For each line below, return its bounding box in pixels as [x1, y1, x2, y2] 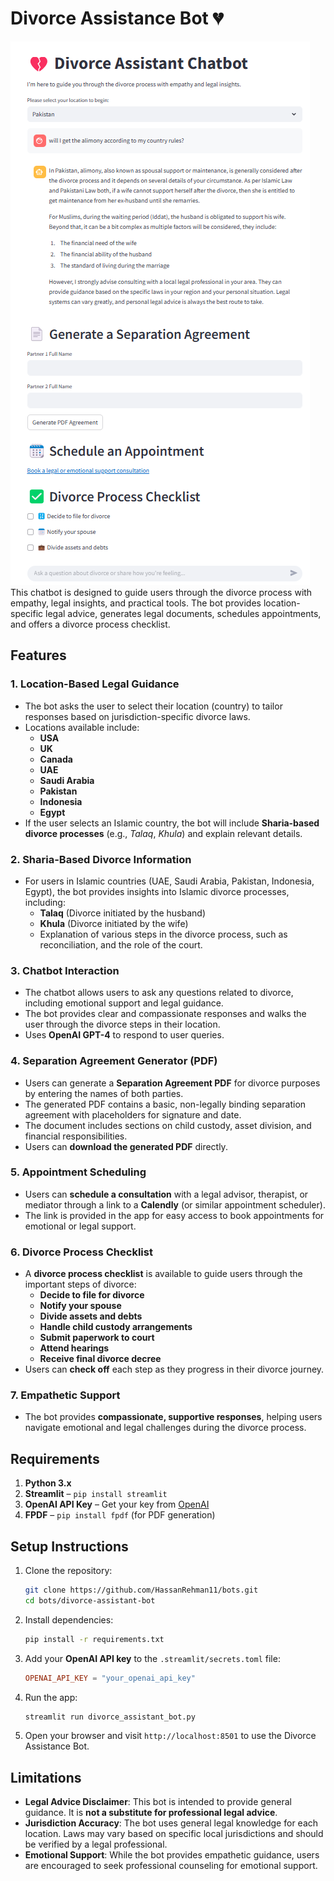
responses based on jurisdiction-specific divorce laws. [24, 710, 251, 722]
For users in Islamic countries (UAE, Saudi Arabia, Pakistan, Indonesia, [24, 875, 315, 887]
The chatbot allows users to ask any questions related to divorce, [24, 987, 294, 999]
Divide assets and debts [39, 1310, 143, 1322]
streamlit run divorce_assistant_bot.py [24, 1712, 196, 1722]
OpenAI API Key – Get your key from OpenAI [24, 1498, 210, 1511]
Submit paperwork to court [39, 1332, 155, 1344]
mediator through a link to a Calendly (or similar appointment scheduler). [24, 1198, 326, 1211]
